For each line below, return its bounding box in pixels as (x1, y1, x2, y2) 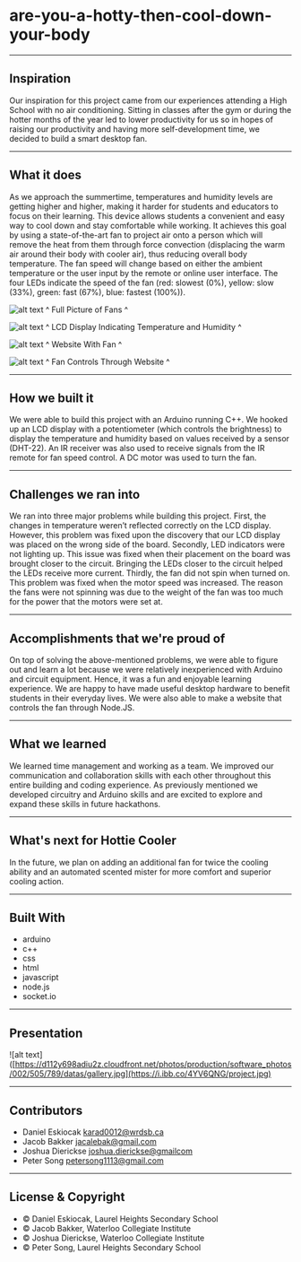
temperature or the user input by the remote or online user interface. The (9, 267, 279, 278)
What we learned (9, 736, 107, 752)
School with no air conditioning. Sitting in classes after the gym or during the (9, 104, 292, 115)
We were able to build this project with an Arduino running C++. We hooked (9, 414, 288, 425)
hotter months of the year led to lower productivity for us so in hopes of (9, 114, 273, 125)
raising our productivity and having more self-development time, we (9, 123, 260, 135)
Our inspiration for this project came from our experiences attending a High (9, 95, 288, 106)
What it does (9, 168, 82, 183)
